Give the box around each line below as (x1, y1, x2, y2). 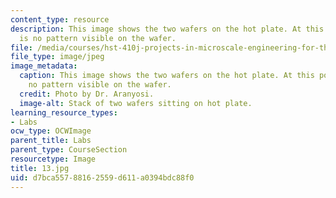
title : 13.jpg (10, 163, 70, 173)
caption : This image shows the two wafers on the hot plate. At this (19, 71, 315, 81)
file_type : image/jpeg (10, 52, 105, 62)
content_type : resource (10, 14, 110, 25)
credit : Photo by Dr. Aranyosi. (19, 89, 155, 99)
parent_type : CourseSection (10, 145, 128, 155)
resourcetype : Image (10, 154, 97, 164)
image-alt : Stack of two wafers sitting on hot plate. (19, 98, 253, 108)
